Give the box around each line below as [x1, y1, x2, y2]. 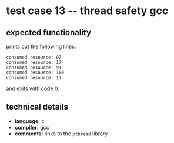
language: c [14, 117, 45, 124]
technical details [6, 102, 69, 112]
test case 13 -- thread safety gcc [6, 4, 169, 18]
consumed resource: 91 [6, 64, 62, 70]
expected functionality [6, 28, 92, 38]
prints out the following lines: [6, 43, 76, 50]
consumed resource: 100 [6, 70, 65, 76]
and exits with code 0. [6, 85, 60, 92]
